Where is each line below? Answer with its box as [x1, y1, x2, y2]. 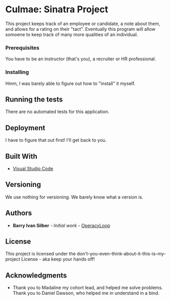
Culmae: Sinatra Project [5, 4, 109, 15]
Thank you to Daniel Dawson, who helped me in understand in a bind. [12, 290, 160, 296]
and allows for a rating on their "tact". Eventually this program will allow [5, 26, 156, 32]
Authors [5, 209, 32, 218]
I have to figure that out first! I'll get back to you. [5, 137, 107, 143]
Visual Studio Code [12, 165, 54, 171]
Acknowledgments [5, 271, 68, 279]
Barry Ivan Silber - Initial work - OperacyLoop [12, 222, 111, 228]
